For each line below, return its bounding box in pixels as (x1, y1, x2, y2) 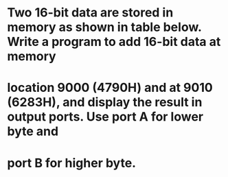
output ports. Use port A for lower (7, 109, 204, 125)
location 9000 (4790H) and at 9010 (7, 80, 213, 95)
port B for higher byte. (7, 155, 136, 171)
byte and (7, 123, 59, 139)
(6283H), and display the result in (7, 95, 203, 110)
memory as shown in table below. (7, 19, 202, 35)
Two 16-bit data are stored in (7, 5, 174, 21)
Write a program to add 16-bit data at (7, 34, 221, 49)
